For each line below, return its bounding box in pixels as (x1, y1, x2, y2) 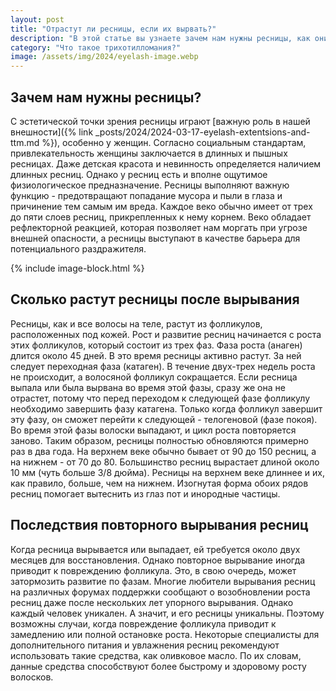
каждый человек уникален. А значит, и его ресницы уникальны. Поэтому (10, 607, 325, 619)
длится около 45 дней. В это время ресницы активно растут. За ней (10, 349, 302, 361)
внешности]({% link (10, 126, 94, 138)
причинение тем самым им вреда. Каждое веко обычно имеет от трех (10, 200, 313, 212)
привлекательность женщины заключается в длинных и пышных (10, 147, 288, 159)
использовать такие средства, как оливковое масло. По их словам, (10, 649, 302, 661)
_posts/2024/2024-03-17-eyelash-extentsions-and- (95, 126, 311, 138)
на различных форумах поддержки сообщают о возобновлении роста (10, 586, 311, 598)
